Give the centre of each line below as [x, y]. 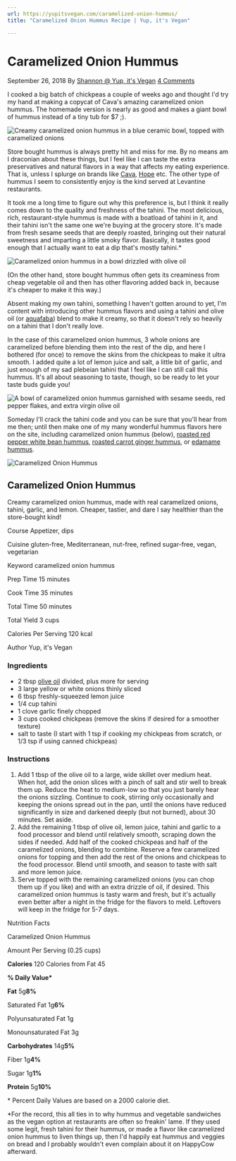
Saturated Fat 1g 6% [36, 1005]
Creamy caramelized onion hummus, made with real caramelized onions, [113, 502]
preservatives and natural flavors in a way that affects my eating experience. [118, 167]
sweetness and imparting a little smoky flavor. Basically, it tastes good [109, 240]
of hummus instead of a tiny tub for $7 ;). [67, 117]
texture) [29, 726]
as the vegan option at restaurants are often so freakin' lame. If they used [114, 1122]
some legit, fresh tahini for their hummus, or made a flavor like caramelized [116, 1129]
